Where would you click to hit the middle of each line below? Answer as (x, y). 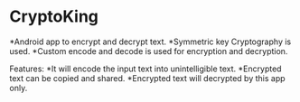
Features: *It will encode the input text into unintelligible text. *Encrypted (145, 69)
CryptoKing (54, 17)
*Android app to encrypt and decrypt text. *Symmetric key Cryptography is (150, 42)
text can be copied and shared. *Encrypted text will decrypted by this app (148, 78)
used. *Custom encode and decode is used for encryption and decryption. (149, 51)
